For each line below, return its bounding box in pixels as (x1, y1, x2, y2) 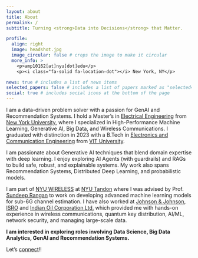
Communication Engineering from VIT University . (6, 138, 125, 144)
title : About (6, 14, 38, 20)
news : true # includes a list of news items (6, 79, 117, 85)
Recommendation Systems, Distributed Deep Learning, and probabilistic (6, 168, 181, 174)
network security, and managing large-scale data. (6, 217, 127, 224)
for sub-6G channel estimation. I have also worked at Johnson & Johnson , (6, 198, 186, 205)
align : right (11, 41, 44, 47)
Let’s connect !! (6, 246, 42, 253)
